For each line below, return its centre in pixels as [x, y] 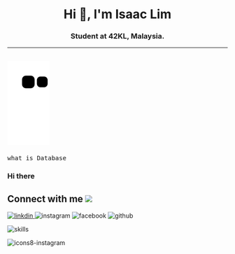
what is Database [37, 158]
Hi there [21, 176]
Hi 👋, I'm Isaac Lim [117, 14]
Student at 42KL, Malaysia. [117, 36]
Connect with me [45, 199]
